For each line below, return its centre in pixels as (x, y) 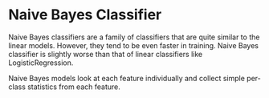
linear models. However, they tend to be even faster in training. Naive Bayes (134, 45)
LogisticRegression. (41, 63)
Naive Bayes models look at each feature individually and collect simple (126, 78)
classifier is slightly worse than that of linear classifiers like (106, 54)
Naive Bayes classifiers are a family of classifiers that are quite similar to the (134, 37)
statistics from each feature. (73, 87)
